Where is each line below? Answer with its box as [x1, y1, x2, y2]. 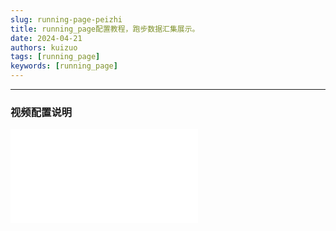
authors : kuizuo [10, 42, 78, 53]
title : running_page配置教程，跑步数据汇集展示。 [10, 24, 200, 34]
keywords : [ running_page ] [10, 61, 118, 71]
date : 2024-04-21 [10, 33, 83, 43]
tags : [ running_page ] [10, 52, 101, 62]
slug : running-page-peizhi [10, 14, 123, 25]
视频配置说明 [10, 105, 73, 119]
